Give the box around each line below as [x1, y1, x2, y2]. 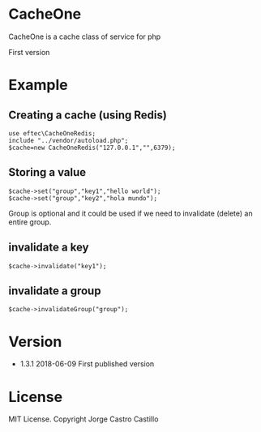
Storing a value [8, 165, 87, 179]
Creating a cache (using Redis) [8, 108, 168, 122]
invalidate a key [8, 241, 89, 254]
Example [8, 76, 68, 94]
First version [8, 47, 50, 57]
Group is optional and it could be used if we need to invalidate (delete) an [8, 208, 253, 218]
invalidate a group [8, 284, 101, 297]
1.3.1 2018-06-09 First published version [19, 359, 155, 369]
